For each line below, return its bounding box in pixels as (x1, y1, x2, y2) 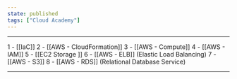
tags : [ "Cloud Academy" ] (7, 17, 80, 24)
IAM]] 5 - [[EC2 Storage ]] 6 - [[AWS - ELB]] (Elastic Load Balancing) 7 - (7, 50, 217, 58)
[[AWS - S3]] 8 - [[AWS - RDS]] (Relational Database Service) (7, 57, 186, 66)
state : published (7, 10, 59, 17)
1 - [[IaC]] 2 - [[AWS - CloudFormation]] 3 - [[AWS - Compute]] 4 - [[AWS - (7, 43, 226, 51)
